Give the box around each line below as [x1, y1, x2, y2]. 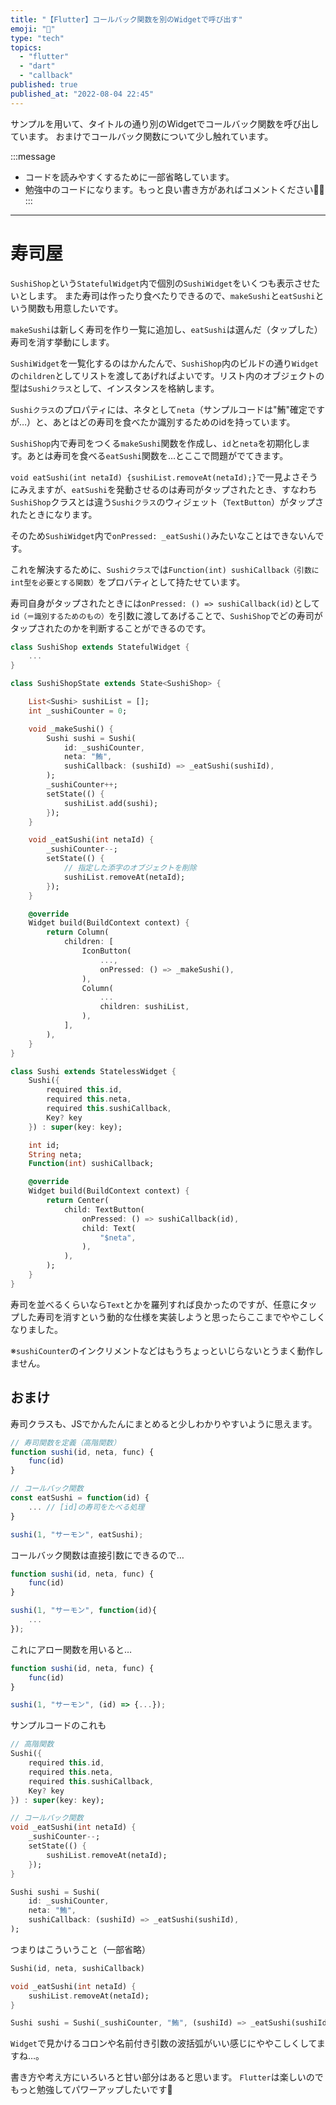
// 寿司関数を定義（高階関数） [10, 1437, 122, 1448]
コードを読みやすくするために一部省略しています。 [24, 171, 235, 183]
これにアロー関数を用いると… [10, 1643, 133, 1655]
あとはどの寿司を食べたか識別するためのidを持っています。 [52, 416, 296, 428]
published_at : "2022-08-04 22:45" [10, 89, 155, 99]
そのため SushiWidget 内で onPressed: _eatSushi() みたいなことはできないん [10, 529, 316, 541]
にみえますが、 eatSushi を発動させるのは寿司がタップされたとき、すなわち [10, 483, 318, 495]
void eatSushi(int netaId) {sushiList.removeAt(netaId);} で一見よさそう [10, 471, 318, 483]
